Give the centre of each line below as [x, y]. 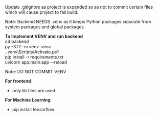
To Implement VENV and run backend [44, 36]
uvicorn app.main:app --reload [36, 62]
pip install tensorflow [33, 109]
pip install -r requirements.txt [34, 57]
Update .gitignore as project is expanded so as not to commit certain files [79, 7]
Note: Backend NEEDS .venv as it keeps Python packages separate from [78, 22]
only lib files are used [34, 90]
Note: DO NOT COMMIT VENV [36, 72]
